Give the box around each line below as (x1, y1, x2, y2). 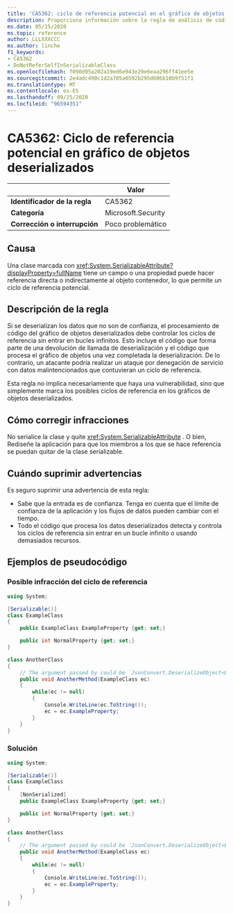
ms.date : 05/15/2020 (7, 23, 67, 30)
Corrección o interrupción (10, 219, 98, 229)
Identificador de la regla (10, 196, 92, 206)
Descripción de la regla (7, 303, 109, 316)
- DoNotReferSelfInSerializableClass (7, 62, 116, 69)
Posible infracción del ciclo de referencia (7, 577, 148, 587)
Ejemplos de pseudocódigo (7, 556, 128, 568)
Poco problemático (105, 219, 167, 229)
